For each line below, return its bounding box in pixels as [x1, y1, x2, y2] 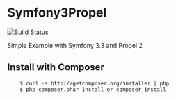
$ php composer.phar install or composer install [19, 85, 167, 93]
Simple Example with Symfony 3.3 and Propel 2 [7, 41, 143, 49]
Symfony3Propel [7, 5, 107, 21]
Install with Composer [7, 61, 104, 74]
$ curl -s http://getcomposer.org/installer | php [19, 80, 170, 87]
